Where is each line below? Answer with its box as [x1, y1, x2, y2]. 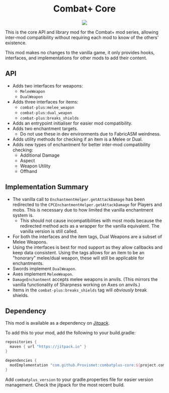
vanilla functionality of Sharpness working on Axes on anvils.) [12, 281, 140, 287]
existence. [5, 40, 27, 46]
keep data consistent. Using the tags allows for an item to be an [12, 249, 145, 255]
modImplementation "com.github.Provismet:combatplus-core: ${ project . [10, 362, 158, 367]
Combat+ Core [53, 3, 116, 15]
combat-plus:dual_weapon [20, 110, 72, 116]
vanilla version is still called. [20, 228, 78, 234]
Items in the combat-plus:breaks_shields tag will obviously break [12, 287, 147, 293]
